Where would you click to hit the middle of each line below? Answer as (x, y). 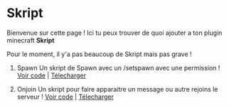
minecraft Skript (31, 40)
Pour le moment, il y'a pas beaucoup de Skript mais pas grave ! (100, 54)
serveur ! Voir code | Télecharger (65, 97)
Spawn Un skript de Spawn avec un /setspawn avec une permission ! (118, 67)
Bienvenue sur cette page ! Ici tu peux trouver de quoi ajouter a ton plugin (114, 33)
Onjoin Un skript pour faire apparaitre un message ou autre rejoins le (117, 89)
